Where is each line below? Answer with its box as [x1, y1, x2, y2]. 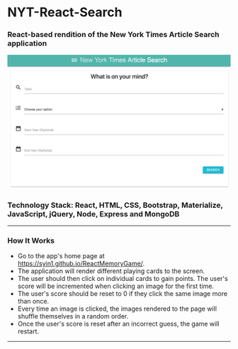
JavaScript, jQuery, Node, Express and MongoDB [7, 209, 180, 218]
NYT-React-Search [7, 4, 123, 21]
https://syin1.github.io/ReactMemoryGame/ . [17, 260, 145, 268]
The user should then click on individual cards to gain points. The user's [17, 275, 228, 283]
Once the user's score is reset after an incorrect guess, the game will [17, 320, 220, 328]
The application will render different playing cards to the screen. [17, 267, 205, 275]
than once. [17, 297, 50, 306]
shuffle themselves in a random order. [17, 312, 129, 321]
